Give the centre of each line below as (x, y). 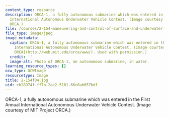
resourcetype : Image (27, 76)
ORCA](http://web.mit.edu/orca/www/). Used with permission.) (81, 52)
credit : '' (21, 57)
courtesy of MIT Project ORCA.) (38, 110)
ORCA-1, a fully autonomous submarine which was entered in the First (78, 99)
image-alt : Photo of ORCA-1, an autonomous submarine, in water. (80, 62)
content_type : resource (30, 10)
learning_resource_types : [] (36, 66)
